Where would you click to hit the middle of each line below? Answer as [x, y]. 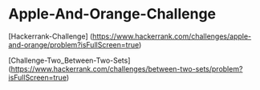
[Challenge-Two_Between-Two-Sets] [69, 60]
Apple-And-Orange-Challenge [112, 14]
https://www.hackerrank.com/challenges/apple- [172, 36]
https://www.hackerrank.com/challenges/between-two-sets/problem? [127, 68]
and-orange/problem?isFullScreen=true [73, 44]
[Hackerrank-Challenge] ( [51, 36]
